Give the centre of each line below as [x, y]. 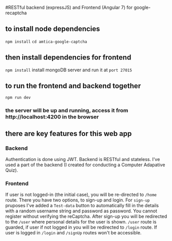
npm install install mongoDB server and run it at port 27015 [69, 70]
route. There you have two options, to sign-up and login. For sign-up [78, 200]
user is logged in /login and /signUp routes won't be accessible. [73, 233]
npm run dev [18, 98]
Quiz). [12, 170]
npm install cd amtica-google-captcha [46, 42]
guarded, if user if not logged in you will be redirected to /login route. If [81, 227]
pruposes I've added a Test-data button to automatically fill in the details [82, 206]
